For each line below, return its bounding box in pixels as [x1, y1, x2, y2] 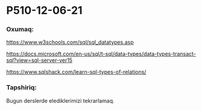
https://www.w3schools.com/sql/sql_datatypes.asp [6, 38, 134, 46]
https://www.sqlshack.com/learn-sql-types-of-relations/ [6, 69, 147, 76]
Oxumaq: [6, 25, 34, 34]
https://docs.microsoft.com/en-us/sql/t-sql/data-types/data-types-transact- [6, 50, 196, 58]
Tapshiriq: [6, 84, 37, 92]
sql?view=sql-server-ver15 [6, 57, 73, 64]
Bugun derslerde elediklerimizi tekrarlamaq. [6, 97, 115, 104]
